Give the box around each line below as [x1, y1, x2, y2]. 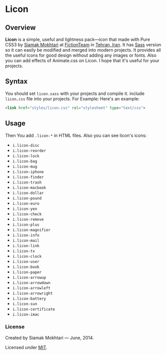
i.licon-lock [12, 153, 40, 159]
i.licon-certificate [12, 307, 55, 312]
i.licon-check [12, 211, 42, 217]
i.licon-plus [12, 222, 40, 227]
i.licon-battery [12, 296, 46, 301]
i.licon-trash [12, 180, 42, 185]
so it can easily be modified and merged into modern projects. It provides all [5, 47, 162, 53]
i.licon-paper [12, 269, 42, 274]
